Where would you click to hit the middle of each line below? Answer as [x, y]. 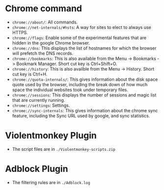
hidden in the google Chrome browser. [51, 43]
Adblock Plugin [37, 169]
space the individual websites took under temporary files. [70, 90]
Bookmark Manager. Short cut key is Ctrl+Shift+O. [67, 64]
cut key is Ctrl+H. [30, 74]
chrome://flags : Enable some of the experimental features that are [79, 38]
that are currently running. [38, 100]
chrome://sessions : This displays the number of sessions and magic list [84, 95]
